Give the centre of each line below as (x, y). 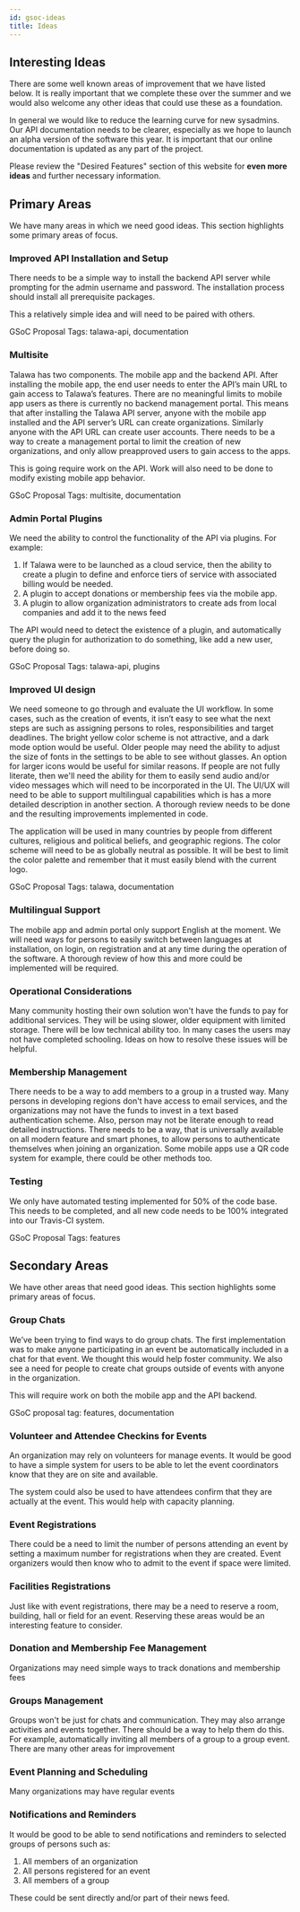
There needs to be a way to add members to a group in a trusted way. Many (149, 1092)
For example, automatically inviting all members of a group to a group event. (150, 1739)
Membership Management (68, 1071)
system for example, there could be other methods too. (111, 1158)
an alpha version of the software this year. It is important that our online (141, 139)
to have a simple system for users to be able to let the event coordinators (144, 1464)
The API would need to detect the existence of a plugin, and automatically (146, 630)
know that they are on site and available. (84, 1474)
